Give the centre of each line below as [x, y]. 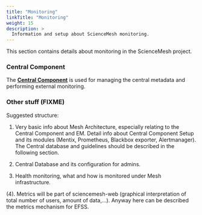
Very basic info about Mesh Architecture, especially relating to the [97, 126]
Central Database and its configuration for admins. [77, 164]
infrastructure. [33, 182]
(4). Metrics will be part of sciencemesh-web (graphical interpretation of [96, 194]
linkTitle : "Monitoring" [37, 17]
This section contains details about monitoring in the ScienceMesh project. [99, 51]
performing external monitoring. [46, 86]
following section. [37, 152]
